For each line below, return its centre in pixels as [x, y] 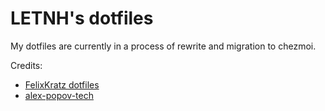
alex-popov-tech [59, 95]
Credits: [26, 65]
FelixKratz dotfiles [62, 84]
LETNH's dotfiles [82, 18]
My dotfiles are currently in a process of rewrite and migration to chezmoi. [163, 46]
